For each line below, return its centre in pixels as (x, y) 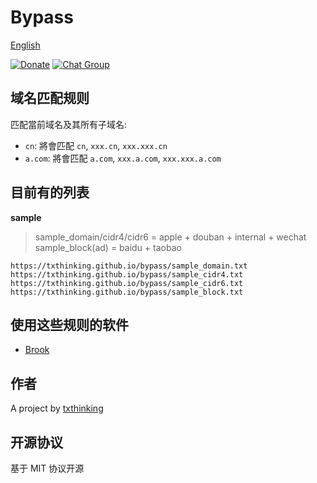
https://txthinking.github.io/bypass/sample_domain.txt (129, 266)
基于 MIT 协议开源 (47, 468)
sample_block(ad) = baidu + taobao (108, 247)
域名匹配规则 (50, 98)
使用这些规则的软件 (69, 324)
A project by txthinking (57, 408)
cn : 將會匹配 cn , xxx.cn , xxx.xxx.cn (96, 145)
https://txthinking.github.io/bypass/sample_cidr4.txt (127, 274)
